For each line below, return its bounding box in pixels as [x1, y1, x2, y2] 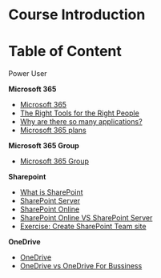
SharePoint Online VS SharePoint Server [19, 213, 153, 223]
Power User [8, 69, 47, 79]
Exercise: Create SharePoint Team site [19, 222, 147, 232]
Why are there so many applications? [19, 117, 143, 127]
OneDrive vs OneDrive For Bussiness [19, 261, 143, 271]
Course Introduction [8, 6, 146, 24]
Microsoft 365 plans [19, 126, 87, 135]
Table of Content [8, 42, 123, 61]
